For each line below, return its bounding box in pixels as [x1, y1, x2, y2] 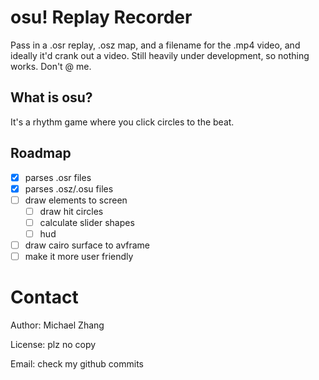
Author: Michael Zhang [10, 319, 105, 331]
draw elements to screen [24, 194, 128, 206]
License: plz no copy [10, 339, 97, 350]
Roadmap [10, 145, 72, 162]
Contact [10, 286, 79, 309]
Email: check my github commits [10, 358, 144, 370]
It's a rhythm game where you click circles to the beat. [10, 116, 235, 128]
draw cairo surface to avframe [24, 239, 150, 251]
